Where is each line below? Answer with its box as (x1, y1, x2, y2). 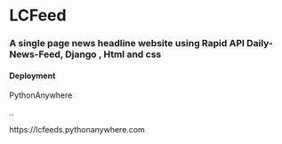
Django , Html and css (65, 48, 162, 60)
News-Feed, (9, 48, 64, 60)
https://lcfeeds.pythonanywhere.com (9, 124, 145, 135)
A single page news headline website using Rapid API (9, 37, 245, 50)
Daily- (246, 37, 273, 50)
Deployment (9, 70, 56, 81)
